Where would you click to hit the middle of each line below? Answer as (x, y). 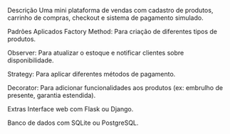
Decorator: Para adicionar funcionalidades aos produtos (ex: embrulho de (115, 88)
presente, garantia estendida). (52, 95)
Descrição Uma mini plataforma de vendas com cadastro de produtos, (110, 10)
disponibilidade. (31, 60)
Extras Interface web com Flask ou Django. (70, 109)
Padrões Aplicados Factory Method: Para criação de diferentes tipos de (112, 32)
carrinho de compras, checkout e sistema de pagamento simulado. (106, 18)
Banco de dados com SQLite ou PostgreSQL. (73, 123)
